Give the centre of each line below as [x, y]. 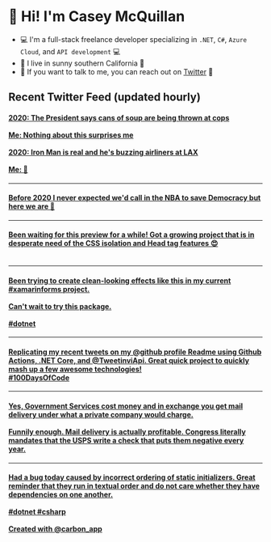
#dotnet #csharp [37, 512]
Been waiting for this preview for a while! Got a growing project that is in [131, 235]
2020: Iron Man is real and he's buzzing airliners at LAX [104, 152]
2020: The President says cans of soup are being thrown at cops [119, 117]
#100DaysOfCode [39, 377]
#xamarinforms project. [49, 289]
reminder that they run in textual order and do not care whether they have [134, 486]
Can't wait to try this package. [60, 306]
